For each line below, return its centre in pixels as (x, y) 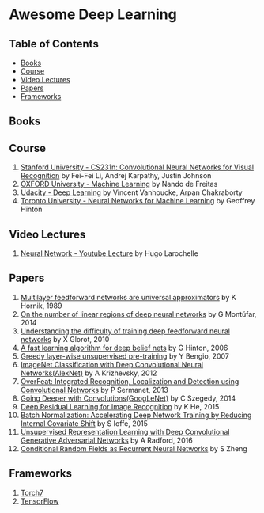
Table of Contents (54, 44)
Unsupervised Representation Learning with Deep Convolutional (125, 431)
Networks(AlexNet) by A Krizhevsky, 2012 (89, 373)
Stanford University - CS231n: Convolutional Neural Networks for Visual (137, 167)
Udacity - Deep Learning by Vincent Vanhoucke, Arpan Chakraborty (132, 192)
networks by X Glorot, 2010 (65, 339)
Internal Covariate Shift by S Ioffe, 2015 (84, 423)
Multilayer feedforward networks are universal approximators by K (128, 297)
